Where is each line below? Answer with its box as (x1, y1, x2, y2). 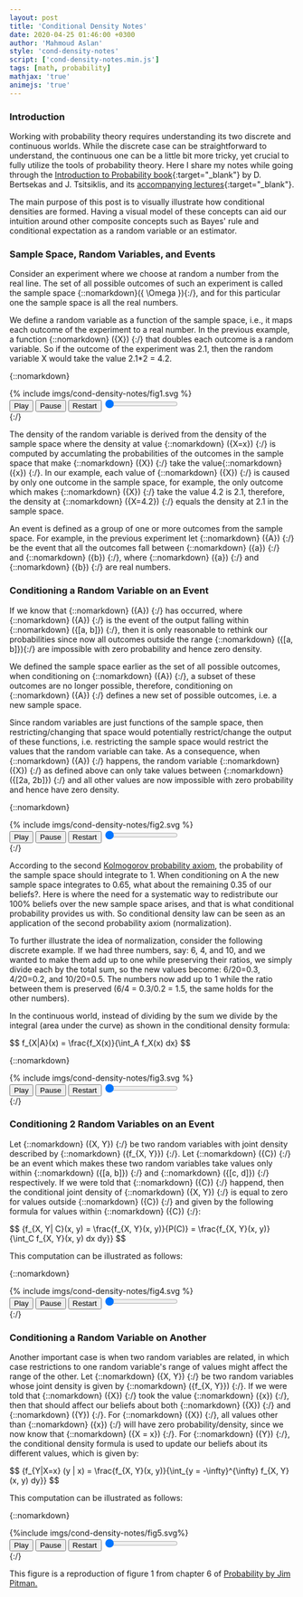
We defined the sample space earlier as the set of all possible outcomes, (9, 661, 280, 672)
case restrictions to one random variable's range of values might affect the (9, 1362, 288, 1373)
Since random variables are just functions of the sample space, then (9, 716, 264, 728)
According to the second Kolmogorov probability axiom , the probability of (9, 860, 283, 871)
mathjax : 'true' (9, 72, 71, 81)
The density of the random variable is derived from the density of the (9, 429, 267, 439)
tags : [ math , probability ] (9, 64, 111, 73)
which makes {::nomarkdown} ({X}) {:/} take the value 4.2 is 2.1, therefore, (9, 487, 285, 497)
